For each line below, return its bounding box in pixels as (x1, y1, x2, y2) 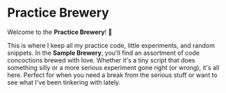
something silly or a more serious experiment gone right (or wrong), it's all (7, 63, 220, 71)
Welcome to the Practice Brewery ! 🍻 (7, 28, 113, 36)
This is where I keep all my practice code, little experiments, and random (7, 41, 216, 49)
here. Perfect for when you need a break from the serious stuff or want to (7, 71, 218, 79)
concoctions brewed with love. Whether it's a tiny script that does (7, 56, 195, 64)
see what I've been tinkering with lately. (7, 78, 121, 86)
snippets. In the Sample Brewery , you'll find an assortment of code (7, 49, 200, 57)
